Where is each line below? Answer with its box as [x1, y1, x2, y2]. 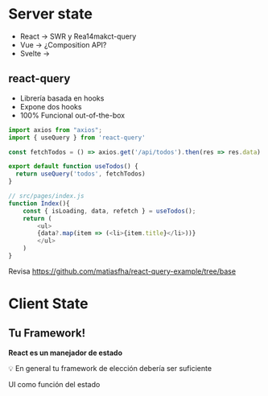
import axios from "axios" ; [8, 126, 103, 134]
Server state [8, 5, 93, 23]
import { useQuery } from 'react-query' [8, 134, 146, 142]
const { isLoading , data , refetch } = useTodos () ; [23, 207, 196, 215]
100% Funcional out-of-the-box [19, 110, 126, 120]
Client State [8, 295, 89, 313]
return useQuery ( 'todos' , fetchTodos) [15, 170, 146, 178]
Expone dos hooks [19, 101, 82, 111]
